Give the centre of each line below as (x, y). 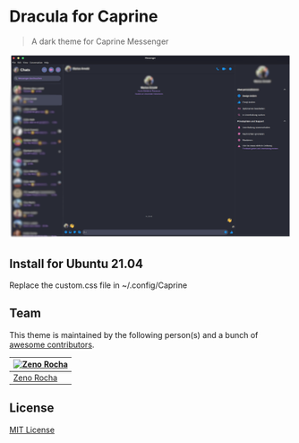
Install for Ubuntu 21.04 (76, 263)
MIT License (32, 430)
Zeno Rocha (35, 378)
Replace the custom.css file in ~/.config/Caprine (98, 285)
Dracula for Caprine (84, 17)
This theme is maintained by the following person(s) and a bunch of (134, 334)
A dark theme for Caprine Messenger (100, 41)
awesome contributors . (52, 344)
